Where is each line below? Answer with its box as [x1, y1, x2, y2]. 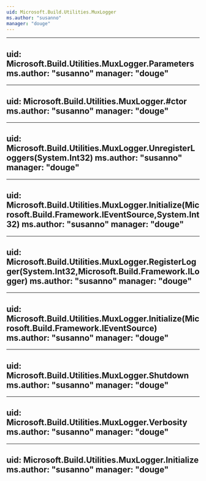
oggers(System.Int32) [6, 153, 93, 163]
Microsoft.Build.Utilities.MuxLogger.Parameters [6, 58, 194, 69]
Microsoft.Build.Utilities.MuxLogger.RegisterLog [6, 257, 197, 267]
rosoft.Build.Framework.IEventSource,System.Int [6, 209, 200, 220]
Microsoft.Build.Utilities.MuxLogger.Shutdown [6, 370, 189, 381]
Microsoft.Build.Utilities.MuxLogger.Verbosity [6, 417, 188, 428]
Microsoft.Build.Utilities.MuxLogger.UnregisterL [6, 143, 196, 154]
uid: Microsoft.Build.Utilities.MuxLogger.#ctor [6, 96, 187, 106]
